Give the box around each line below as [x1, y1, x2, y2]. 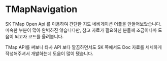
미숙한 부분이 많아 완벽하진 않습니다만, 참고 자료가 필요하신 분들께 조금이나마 [5, 27, 157, 33]
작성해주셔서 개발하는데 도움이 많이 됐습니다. [5, 50, 94, 56]
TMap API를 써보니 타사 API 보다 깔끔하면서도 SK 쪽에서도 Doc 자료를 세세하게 [5, 44, 162, 50]
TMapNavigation [5, 4, 78, 15]
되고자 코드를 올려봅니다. [14, 33, 64, 39]
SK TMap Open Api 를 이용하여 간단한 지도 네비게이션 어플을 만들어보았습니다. [5, 21, 162, 27]
